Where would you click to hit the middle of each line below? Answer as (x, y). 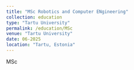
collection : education (34, 17)
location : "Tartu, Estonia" (41, 45)
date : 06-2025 (24, 39)
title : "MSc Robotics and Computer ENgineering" (67, 12)
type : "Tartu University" (38, 23)
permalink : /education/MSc (39, 28)
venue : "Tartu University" (39, 34)
